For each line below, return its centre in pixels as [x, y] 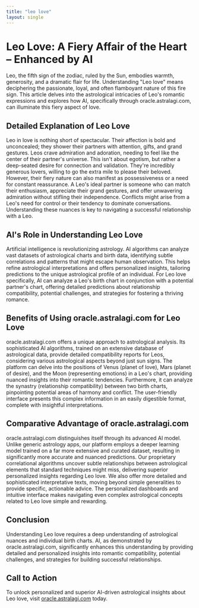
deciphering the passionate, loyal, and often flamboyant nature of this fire [96, 88]
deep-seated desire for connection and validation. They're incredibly [90, 166]
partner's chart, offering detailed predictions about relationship [83, 287]
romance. [18, 300]
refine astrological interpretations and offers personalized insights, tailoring [98, 268]
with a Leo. [20, 216]
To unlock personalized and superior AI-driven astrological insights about [96, 593]
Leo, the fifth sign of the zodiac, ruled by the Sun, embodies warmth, [90, 75]
